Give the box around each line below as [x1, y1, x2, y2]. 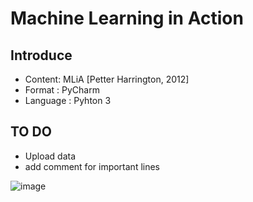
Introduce [10, 47, 73, 64]
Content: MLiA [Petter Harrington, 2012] [24, 73, 190, 85]
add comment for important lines [24, 160, 160, 172]
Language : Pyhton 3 [24, 95, 112, 106]
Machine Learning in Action [10, 7, 244, 30]
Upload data [24, 150, 77, 162]
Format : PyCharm [24, 84, 100, 96]
